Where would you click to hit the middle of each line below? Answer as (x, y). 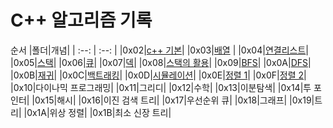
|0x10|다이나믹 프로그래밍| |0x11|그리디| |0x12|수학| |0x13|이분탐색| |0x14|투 (161, 87)
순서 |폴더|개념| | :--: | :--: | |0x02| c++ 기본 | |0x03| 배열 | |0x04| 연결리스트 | (159, 50)
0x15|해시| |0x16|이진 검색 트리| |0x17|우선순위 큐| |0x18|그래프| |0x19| (174, 100)
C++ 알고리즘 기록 (81, 20)
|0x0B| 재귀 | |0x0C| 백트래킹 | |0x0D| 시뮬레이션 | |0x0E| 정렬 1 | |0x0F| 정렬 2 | (158, 75)
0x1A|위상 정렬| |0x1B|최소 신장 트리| (99, 112)
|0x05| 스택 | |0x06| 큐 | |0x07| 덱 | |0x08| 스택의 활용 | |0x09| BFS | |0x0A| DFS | (161, 62)
